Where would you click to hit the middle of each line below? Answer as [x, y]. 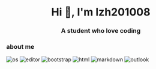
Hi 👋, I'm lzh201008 [101, 12]
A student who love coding [101, 31]
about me [20, 47]
